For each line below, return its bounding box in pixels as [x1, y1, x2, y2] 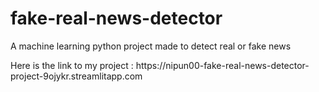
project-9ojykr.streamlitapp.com [10, 70, 143, 82]
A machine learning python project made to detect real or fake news [10, 40, 292, 52]
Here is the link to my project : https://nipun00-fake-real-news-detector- [10, 59, 310, 71]
